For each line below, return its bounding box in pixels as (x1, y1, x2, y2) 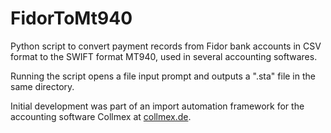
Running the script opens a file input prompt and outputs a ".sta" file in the (10, 70, 316, 82)
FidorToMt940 (10, 7, 133, 30)
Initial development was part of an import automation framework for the (10, 100, 305, 112)
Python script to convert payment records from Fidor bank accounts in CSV (10, 40, 322, 52)
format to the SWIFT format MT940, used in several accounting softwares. (10, 50, 318, 62)
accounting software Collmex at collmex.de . (10, 110, 192, 122)
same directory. (10, 80, 75, 92)
